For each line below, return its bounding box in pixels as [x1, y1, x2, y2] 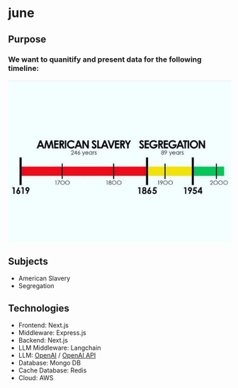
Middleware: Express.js [18, 329, 87, 337]
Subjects [8, 255, 48, 267]
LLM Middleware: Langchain [18, 343, 101, 352]
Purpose [8, 33, 47, 45]
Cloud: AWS [18, 374, 54, 382]
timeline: [8, 63, 40, 73]
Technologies [8, 302, 70, 314]
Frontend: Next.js [18, 321, 69, 330]
